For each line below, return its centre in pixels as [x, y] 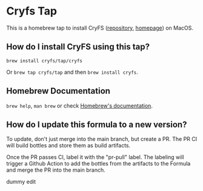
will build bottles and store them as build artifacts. [68, 146]
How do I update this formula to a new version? [97, 124]
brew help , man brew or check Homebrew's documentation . [80, 105]
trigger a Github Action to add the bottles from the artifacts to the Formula [98, 164]
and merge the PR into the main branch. [56, 170]
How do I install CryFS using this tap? [78, 47]
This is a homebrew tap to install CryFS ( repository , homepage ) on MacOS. [100, 28]
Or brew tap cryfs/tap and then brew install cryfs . [72, 72]
